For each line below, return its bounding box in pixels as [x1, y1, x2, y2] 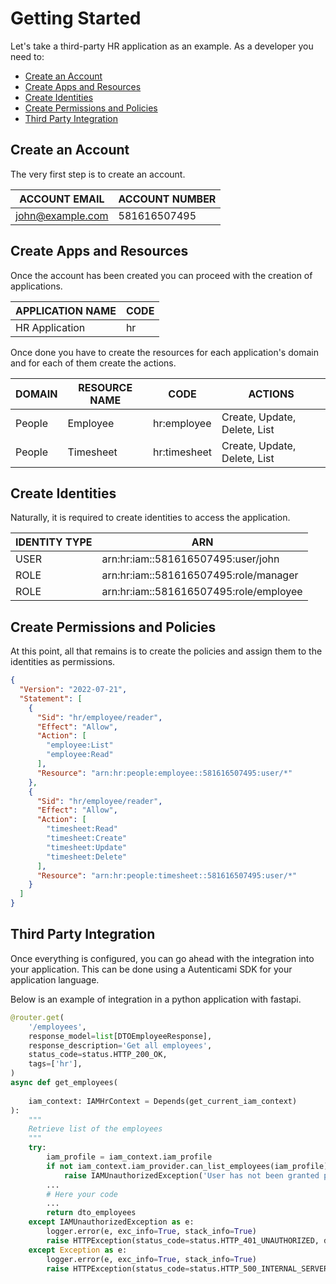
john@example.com [15, 208, 109, 222]
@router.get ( [10, 1012, 65, 1022]
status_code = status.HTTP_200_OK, [28, 1050, 168, 1060]
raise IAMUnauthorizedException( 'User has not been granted [63, 1170, 320, 1181]
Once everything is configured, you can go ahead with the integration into [10, 952, 315, 964]
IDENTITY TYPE [15, 535, 93, 549]
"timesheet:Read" [46, 824, 118, 834]
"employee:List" [46, 740, 114, 751]
